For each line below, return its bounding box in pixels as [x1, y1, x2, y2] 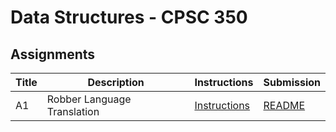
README [263, 99, 306, 112]
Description [87, 76, 145, 89]
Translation [46, 105, 100, 118]
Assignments [10, 46, 96, 63]
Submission [263, 76, 321, 89]
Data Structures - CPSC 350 [10, 6, 248, 29]
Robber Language [46, 92, 132, 106]
